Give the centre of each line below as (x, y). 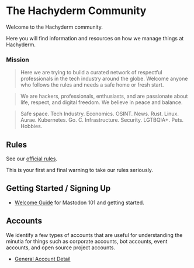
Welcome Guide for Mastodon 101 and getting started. (79, 202)
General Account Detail (42, 259)
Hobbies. (31, 126)
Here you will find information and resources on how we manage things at (95, 38)
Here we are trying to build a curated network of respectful (91, 73)
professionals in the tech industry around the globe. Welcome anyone (104, 79)
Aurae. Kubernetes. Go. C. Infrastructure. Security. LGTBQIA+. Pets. (102, 120)
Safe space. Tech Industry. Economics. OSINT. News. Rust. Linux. (100, 114)
